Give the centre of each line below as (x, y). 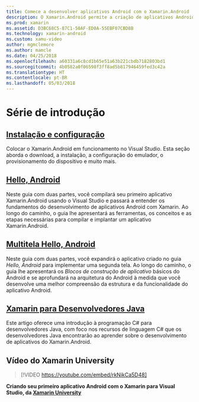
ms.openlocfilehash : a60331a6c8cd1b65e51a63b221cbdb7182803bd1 (86, 61)
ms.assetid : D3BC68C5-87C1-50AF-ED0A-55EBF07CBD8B (70, 28)
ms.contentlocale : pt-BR (37, 78)
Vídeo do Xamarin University (60, 360)
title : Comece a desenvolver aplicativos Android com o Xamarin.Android (98, 12)
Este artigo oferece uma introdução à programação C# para (79, 323)
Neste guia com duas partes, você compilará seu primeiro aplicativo (89, 194)
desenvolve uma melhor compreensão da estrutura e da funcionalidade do (97, 284)
